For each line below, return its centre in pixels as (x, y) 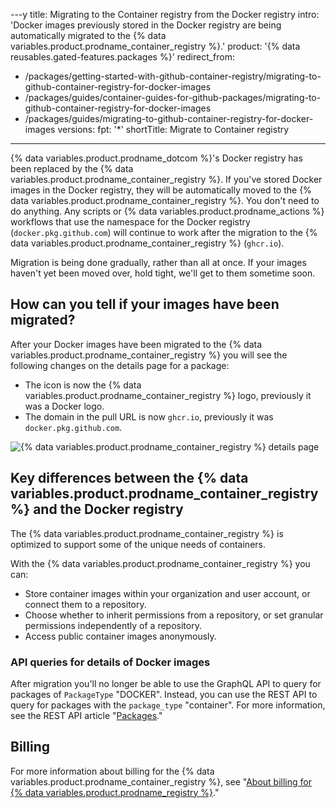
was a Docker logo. (64, 406)
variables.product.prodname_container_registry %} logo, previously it (168, 395)
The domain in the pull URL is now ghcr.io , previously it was (149, 416)
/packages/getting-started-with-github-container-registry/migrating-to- (173, 76)
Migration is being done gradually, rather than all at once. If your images (158, 262)
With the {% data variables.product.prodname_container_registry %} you (160, 563)
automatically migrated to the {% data (88, 35)
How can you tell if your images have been (145, 304)
